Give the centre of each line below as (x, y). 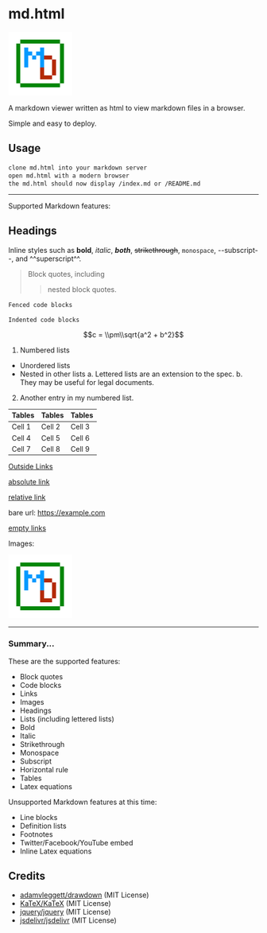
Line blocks (39, 817)
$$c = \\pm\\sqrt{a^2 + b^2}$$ (133, 334)
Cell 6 (80, 437)
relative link (27, 497)
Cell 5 (51, 437)
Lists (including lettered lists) (67, 719)
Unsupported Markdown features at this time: (83, 802)
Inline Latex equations (56, 851)
